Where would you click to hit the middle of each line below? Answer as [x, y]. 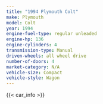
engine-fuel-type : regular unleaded [51, 34]
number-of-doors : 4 [30, 61]
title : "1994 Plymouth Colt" [42, 12]
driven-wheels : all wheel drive [46, 56]
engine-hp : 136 [25, 39]
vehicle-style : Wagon [33, 78]
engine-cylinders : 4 [32, 45]
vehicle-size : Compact [34, 73]
